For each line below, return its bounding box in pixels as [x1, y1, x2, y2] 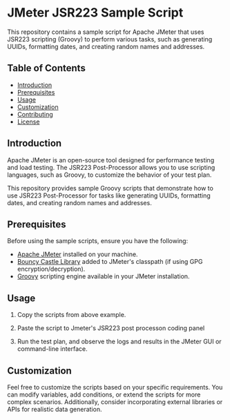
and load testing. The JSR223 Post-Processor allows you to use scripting [7, 163, 215, 171]
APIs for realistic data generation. [7, 405, 102, 413]
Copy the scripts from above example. [17, 311, 126, 319]
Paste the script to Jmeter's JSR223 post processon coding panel [17, 324, 205, 332]
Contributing [17, 110, 53, 118]
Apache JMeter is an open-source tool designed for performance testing [7, 155, 215, 164]
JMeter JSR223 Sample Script [7, 5, 184, 21]
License [17, 117, 40, 126]
